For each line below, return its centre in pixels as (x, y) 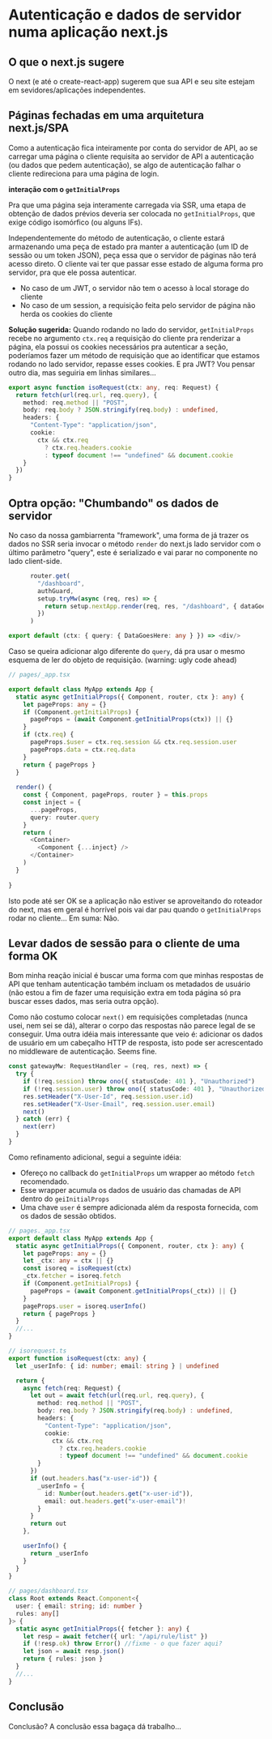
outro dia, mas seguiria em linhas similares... (82, 372)
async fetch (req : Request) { (72, 1388)
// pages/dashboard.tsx (49, 1591)
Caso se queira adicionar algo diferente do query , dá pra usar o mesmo (127, 651)
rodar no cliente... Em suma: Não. (64, 918)
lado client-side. (35, 561)
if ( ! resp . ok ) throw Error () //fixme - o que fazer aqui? (123, 1644)
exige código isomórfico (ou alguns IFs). (76, 222)
